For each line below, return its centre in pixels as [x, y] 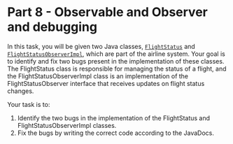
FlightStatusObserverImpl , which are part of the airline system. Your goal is [116, 54]
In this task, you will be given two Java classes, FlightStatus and [101, 46]
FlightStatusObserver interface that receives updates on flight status [106, 83]
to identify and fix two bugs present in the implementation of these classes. [116, 61]
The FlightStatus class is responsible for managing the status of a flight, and [117, 69]
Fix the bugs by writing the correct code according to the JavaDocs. [116, 133]
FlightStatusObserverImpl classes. [67, 125]
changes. [21, 91]
